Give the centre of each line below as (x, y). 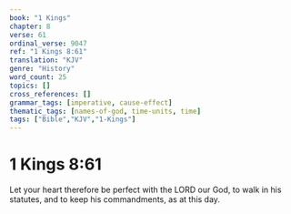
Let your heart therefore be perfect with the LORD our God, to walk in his (145, 190)
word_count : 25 (38, 77)
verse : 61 (28, 35)
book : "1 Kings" (40, 18)
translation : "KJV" (46, 60)
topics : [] (30, 86)
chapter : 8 (30, 26)
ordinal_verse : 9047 (49, 43)
